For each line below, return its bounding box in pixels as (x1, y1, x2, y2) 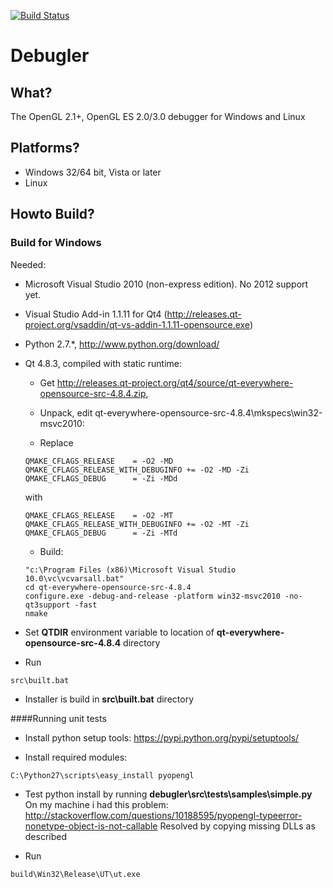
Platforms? (10, 140, 80, 157)
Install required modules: (24, 751, 128, 763)
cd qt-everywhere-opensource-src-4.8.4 (24, 582, 192, 592)
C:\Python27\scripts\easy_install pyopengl (10, 770, 195, 780)
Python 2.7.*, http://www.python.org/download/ (24, 338, 220, 350)
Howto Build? (10, 206, 95, 223)
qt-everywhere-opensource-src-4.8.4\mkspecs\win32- (94, 406, 323, 419)
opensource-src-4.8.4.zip (39, 387, 147, 399)
